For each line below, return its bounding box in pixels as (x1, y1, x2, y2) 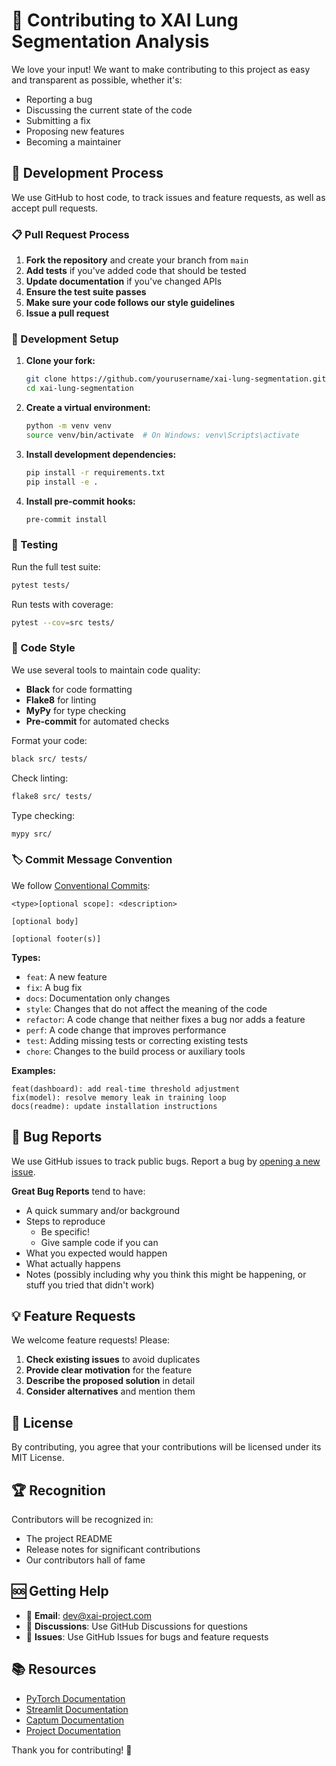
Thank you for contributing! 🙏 (11, 1744, 133, 1756)
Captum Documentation (25, 1714, 125, 1726)
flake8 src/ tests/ (11, 791, 93, 801)
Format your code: (11, 734, 88, 746)
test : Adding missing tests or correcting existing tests (25, 1034, 249, 1046)
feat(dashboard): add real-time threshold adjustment (11, 1084, 241, 1094)
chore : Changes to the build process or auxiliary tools (25, 1045, 246, 1057)
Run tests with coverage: (11, 598, 114, 610)
